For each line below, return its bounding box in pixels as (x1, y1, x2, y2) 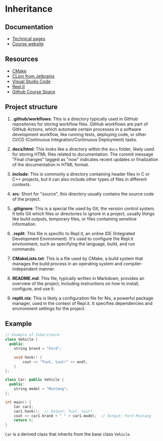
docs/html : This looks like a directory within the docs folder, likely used (12, 146, 155, 152)
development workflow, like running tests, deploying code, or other (12, 131, 147, 137)
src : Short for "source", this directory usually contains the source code (12, 191, 154, 197)
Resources (5, 55, 38, 63)
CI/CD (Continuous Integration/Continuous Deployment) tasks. (12, 137, 138, 142)
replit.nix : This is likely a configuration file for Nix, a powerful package (12, 295, 154, 301)
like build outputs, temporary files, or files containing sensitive (12, 216, 137, 221)
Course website (12, 41, 44, 47)
